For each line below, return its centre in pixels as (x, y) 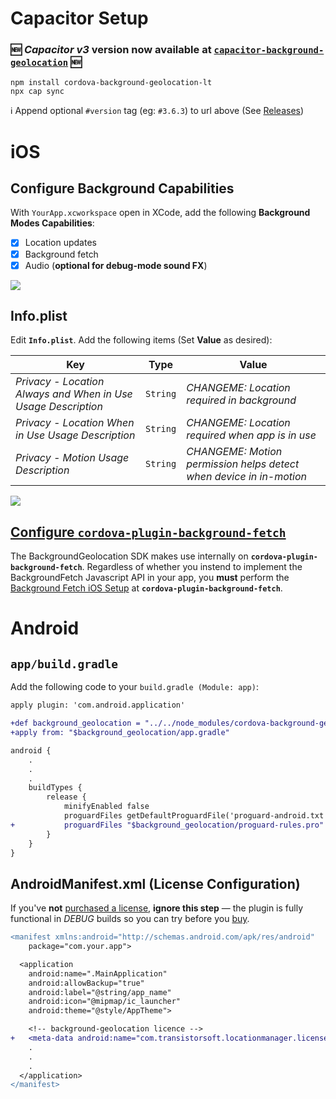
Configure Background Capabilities (122, 188)
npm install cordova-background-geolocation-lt (111, 83)
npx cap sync (37, 92)
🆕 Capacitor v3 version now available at (111, 50)
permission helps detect (243, 464)
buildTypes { (55, 788)
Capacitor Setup (79, 18)
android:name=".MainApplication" (98, 973)
